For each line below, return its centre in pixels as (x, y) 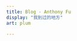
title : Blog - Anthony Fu (38, 12)
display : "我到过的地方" (35, 17)
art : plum (19, 23)
